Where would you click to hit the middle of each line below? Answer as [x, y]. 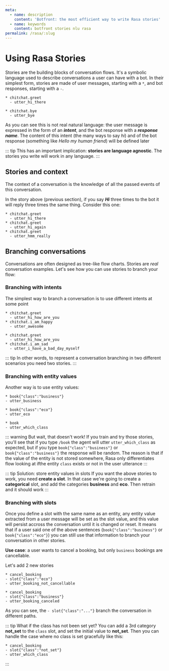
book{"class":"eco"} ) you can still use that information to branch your [78, 535]
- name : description [31, 15]
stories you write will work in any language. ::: [53, 156]
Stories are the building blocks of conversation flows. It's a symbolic [76, 72]
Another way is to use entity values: [42, 388]
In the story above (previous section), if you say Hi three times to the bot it [82, 199]
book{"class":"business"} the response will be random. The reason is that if [84, 453]
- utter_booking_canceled [32, 601]
